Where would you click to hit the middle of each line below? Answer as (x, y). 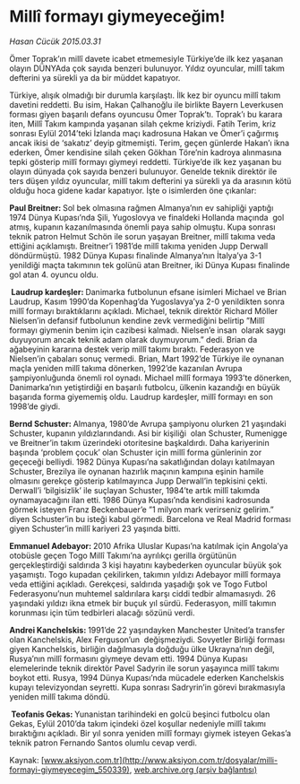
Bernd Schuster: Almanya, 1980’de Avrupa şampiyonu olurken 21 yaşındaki (148, 423)
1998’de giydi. (35, 406)
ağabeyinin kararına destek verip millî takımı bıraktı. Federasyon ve (132, 349)
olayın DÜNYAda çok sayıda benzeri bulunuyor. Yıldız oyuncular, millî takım (147, 68)
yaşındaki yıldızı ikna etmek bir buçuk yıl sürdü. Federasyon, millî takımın (143, 603)
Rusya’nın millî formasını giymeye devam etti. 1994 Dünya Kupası (129, 658)
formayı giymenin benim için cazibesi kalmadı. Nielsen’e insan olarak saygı (148, 330)
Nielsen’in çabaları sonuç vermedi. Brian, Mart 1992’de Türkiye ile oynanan (147, 358)
